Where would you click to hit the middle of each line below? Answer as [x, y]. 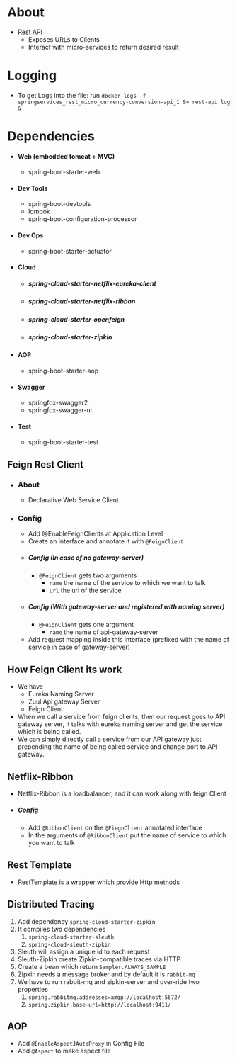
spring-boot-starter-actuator [70, 251]
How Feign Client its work [65, 669]
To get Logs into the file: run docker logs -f [82, 95]
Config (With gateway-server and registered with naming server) [126, 606]
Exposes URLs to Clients [64, 39]
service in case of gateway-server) [79, 647]
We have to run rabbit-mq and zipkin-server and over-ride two [108, 981]
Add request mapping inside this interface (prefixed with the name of [129, 640]
